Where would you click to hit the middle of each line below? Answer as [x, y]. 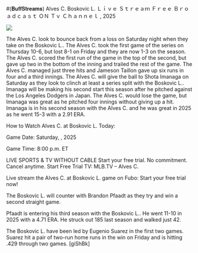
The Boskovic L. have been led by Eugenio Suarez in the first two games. [95, 231]
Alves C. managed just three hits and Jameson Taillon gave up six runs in [95, 70]
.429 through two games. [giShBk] [48, 244]
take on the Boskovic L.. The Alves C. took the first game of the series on [95, 45]
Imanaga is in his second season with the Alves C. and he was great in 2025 [99, 108]
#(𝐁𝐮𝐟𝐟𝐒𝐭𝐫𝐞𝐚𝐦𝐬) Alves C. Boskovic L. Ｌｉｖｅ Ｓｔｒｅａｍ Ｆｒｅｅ [89, 9]
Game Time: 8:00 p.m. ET [38, 149]
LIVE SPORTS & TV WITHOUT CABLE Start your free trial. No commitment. [97, 160]
